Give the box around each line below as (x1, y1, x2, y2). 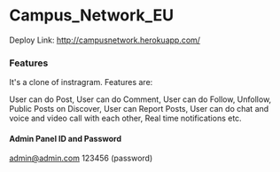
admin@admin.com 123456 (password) (9, 152, 153, 164)
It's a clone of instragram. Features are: (9, 77, 153, 88)
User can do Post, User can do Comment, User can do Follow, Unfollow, (9, 94, 272, 105)
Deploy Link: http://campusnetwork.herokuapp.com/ (9, 35, 201, 45)
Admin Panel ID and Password (9, 133, 122, 144)
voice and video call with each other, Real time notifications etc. (9, 113, 242, 124)
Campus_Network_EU (9, 5, 175, 26)
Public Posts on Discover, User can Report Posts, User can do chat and (9, 104, 269, 114)
